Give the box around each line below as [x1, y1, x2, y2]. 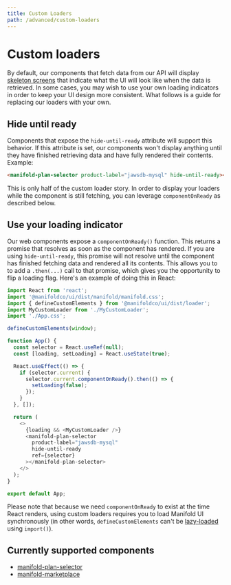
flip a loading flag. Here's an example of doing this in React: [7, 274, 177, 282]
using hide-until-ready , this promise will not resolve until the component [7, 252, 214, 260]
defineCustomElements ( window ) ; [7, 325, 97, 332]
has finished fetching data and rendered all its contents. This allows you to [7, 259, 218, 267]
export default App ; [7, 490, 67, 497]
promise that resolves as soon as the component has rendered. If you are [7, 244, 215, 252]
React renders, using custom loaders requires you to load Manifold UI [7, 510, 204, 518]
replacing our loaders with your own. [7, 98, 111, 107]
